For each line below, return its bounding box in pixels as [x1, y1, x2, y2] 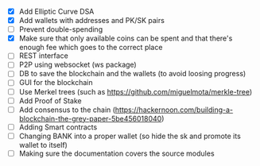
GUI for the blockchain [18, 78, 93, 87]
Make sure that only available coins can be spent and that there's [18, 33, 233, 43]
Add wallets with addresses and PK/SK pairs [18, 16, 165, 25]
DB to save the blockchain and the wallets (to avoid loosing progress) [18, 69, 246, 79]
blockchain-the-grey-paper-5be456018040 [18, 114, 162, 123]
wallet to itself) [18, 140, 68, 149]
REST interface [18, 51, 68, 60]
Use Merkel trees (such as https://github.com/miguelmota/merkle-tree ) [18, 87, 253, 96]
